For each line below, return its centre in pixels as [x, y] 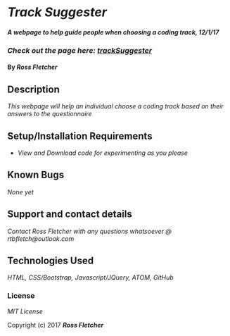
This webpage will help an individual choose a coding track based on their [115, 106]
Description [33, 89]
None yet [20, 192]
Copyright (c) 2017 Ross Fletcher [56, 325]
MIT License [25, 311]
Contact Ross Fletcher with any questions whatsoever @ [90, 231]
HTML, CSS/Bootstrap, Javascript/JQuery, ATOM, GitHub [90, 278]
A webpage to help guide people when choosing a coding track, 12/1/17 [113, 32]
